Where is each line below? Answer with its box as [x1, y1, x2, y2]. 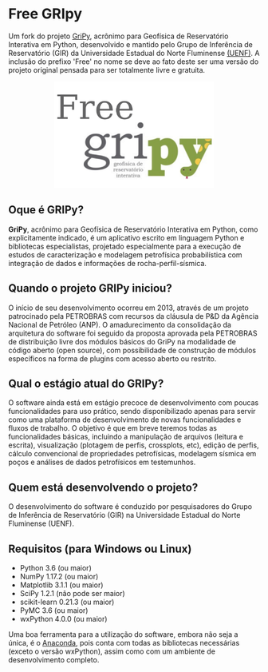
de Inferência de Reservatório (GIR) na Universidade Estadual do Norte [8, 511, 241, 520]
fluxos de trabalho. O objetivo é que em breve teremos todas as [8, 423, 218, 433]
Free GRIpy [8, 5, 82, 23]
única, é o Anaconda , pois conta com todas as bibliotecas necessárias [8, 638, 240, 648]
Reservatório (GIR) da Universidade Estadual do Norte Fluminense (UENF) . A [8, 48, 260, 58]
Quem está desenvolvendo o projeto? [8, 480, 199, 494]
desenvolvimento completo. [8, 655, 100, 665]
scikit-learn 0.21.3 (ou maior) [19, 597, 115, 607]
